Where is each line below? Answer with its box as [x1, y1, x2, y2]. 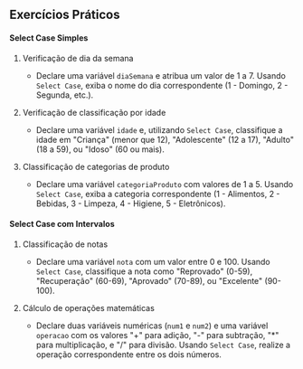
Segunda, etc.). [35, 90, 94, 100]
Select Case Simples [9, 32, 89, 43]
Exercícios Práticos [9, 7, 120, 23]
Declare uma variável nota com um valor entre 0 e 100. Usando [35, 256, 271, 267]
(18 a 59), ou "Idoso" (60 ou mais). [35, 144, 165, 155]
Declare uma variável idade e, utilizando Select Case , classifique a [35, 124, 283, 135]
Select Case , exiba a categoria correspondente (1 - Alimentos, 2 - [35, 188, 280, 199]
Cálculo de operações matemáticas [22, 302, 156, 313]
